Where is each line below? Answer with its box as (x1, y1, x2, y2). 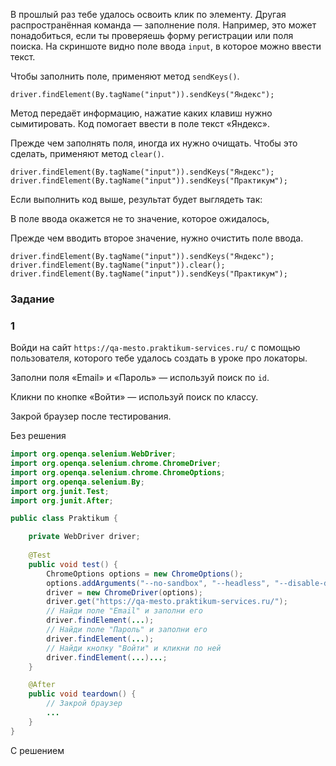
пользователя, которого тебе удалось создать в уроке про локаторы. (10, 352, 308, 364)
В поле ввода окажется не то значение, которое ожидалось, (10, 213, 270, 224)
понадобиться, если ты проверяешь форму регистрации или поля (10, 30, 294, 41)
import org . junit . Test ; (10, 486, 110, 496)
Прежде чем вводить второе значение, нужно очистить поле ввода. (10, 232, 304, 244)
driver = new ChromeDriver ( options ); (46, 587, 203, 598)
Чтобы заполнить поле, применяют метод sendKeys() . (10, 70, 240, 82)
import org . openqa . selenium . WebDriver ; (10, 449, 177, 459)
